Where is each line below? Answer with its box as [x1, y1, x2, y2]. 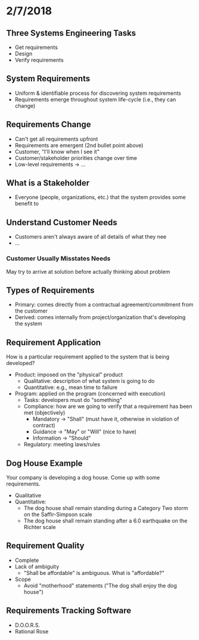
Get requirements [14, 44, 58, 51]
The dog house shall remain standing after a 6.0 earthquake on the [23, 517, 188, 524]
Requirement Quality [6, 541, 85, 551]
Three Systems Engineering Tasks [6, 28, 136, 38]
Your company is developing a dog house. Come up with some [6, 474, 160, 481]
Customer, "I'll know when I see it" [14, 148, 99, 155]
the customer [14, 307, 48, 314]
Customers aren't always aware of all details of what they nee [14, 233, 167, 240]
